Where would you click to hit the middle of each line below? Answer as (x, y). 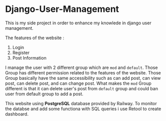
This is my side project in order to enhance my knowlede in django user (78, 23)
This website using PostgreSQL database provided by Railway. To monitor (81, 103)
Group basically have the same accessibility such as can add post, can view (83, 78)
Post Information (29, 58)
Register (21, 53)
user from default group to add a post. (44, 94)
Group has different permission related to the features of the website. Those (83, 72)
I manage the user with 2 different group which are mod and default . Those (82, 67)
